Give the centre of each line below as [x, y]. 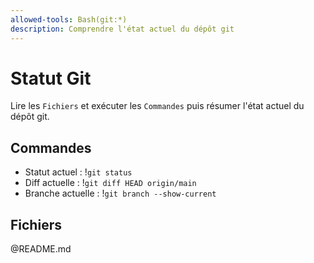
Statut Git [51, 78]
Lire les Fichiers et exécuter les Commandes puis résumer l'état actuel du [157, 106]
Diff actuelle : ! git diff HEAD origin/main [110, 183]
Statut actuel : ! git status [78, 172]
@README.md [41, 249]
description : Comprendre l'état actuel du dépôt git [122, 29]
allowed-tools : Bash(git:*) [69, 19]
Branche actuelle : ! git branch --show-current [120, 193]
